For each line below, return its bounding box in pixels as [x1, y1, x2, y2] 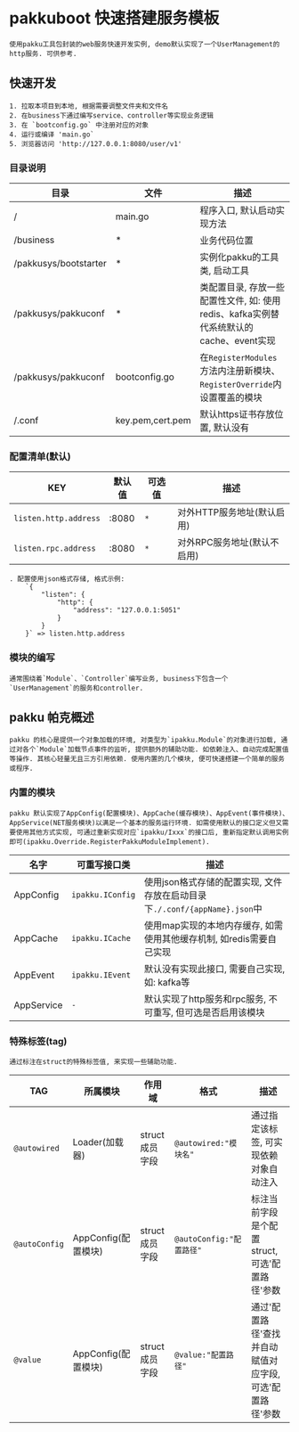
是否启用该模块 [202, 1006, 265, 1019]
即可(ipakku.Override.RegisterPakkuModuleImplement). [9, 837, 211, 847]
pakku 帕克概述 [9, 710, 95, 725]
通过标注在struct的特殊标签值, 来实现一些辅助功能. [9, 1058, 178, 1067]
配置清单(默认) [9, 450, 71, 462]
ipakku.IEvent [70, 970, 132, 980]
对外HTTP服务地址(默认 [177, 506, 277, 519]
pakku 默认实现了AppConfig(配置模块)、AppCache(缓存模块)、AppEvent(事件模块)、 [9, 808, 289, 818]
